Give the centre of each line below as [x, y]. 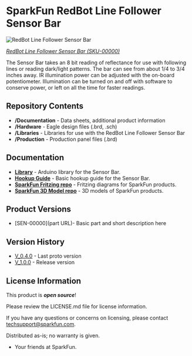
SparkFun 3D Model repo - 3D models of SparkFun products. [89, 190]
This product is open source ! [41, 295]
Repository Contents [45, 106]
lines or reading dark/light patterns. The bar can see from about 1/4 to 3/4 [95, 68]
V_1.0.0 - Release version [45, 262]
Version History [35, 242]
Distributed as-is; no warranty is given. [53, 335]
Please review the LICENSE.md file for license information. [77, 306]
